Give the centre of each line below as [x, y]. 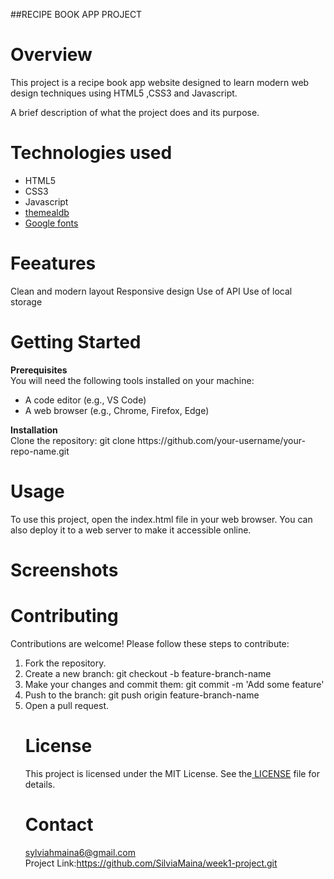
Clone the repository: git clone [73, 440]
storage [26, 301]
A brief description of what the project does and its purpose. [135, 112]
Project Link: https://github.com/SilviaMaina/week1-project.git [151, 863]
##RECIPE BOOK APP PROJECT [76, 14]
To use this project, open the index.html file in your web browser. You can [161, 519]
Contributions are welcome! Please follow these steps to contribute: [150, 643]
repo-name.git [40, 451]
